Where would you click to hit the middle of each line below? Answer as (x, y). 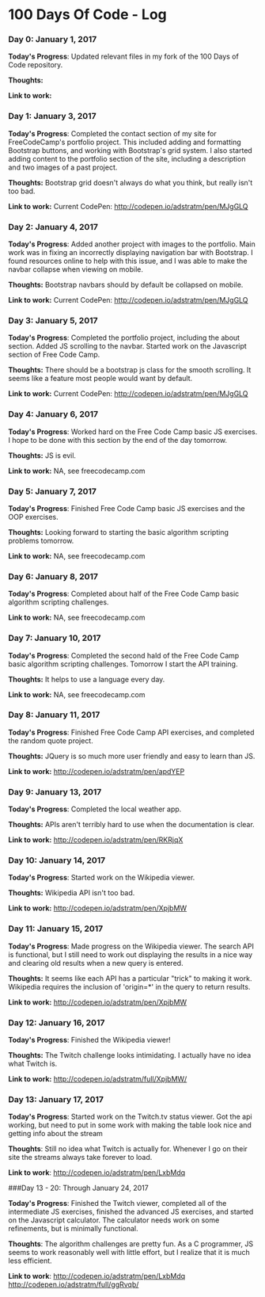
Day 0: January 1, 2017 (53, 40)
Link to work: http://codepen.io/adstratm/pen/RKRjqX (96, 840)
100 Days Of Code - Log (88, 15)
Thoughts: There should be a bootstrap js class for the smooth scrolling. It (130, 370)
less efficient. (30, 1261)
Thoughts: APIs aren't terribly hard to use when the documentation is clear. (131, 825)
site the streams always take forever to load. (80, 1158)
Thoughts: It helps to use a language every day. (87, 679)
